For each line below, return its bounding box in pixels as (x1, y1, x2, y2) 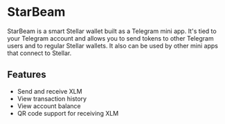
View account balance (17, 101, 81, 110)
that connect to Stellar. (7, 49, 72, 57)
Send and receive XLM (17, 87, 82, 95)
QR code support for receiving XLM (17, 109, 119, 117)
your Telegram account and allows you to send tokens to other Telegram (7, 34, 214, 42)
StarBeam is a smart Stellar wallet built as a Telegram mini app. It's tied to (7, 27, 217, 35)
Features (7, 69, 46, 81)
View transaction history (17, 94, 87, 103)
